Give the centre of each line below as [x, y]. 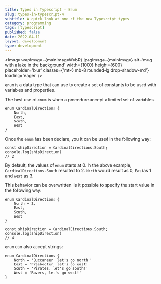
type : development [24, 46]
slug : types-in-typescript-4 [35, 14]
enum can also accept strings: [34, 246]
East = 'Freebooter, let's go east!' [52, 264]
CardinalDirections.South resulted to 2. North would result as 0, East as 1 [78, 170]
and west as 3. [19, 176]
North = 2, [25, 203]
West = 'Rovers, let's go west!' [48, 273]
